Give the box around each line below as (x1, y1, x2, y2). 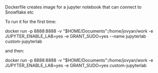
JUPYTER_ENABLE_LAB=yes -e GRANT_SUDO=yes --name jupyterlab (5, 34, 146, 39)
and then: (5, 48, 24, 54)
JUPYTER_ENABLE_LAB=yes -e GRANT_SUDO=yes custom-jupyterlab (5, 63, 147, 68)
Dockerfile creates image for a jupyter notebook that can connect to (5, 4, 142, 10)
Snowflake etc (5, 9, 34, 15)
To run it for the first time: (5, 19, 57, 24)
